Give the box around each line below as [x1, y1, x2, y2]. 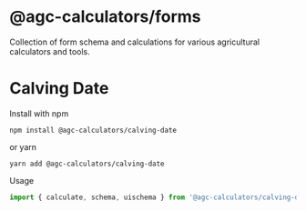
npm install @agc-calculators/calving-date [9, 126, 178, 135]
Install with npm [9, 107, 69, 119]
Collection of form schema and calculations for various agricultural [9, 36, 260, 47]
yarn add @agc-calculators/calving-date [9, 159, 166, 168]
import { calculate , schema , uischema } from [9, 193, 185, 202]
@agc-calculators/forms [9, 6, 201, 27]
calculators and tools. [9, 45, 91, 56]
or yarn [9, 141, 37, 152]
